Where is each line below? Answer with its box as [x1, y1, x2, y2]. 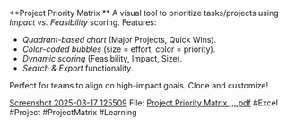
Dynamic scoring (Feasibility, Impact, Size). [22, 54, 183, 63]
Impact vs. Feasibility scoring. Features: [9, 17, 157, 28]
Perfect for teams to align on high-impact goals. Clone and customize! [9, 80, 269, 90]
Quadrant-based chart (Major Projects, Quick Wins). [22, 35, 217, 45]
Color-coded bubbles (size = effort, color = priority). [22, 44, 216, 55]
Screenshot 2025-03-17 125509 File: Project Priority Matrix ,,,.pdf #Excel [9, 97, 278, 108]
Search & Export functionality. [22, 63, 134, 73]
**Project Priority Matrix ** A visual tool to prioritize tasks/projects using [9, 8, 279, 18]
